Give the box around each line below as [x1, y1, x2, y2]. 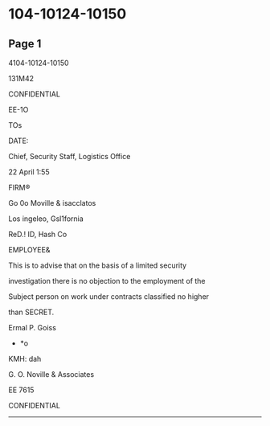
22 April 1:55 [8, 167, 50, 177]
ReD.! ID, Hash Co [8, 230, 67, 239]
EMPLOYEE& [8, 245, 51, 254]
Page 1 [8, 37, 42, 51]
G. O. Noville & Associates [8, 370, 95, 379]
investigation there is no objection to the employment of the [8, 276, 207, 285]
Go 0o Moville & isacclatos [8, 199, 96, 207]
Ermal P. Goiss [8, 323, 56, 332]
